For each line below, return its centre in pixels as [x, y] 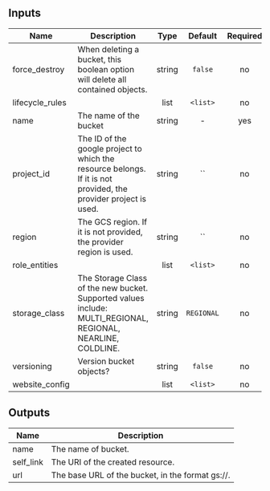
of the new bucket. [113, 288]
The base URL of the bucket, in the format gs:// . [141, 475]
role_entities [35, 265]
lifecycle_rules [39, 102]
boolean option [106, 69]
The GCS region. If [112, 221]
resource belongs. [112, 168]
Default [203, 35]
